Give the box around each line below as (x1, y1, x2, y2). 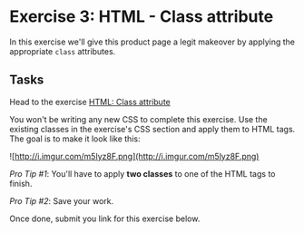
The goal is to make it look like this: (9, 133, 141, 144)
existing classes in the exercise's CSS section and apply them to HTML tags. (9, 123, 296, 134)
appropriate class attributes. (9, 45, 116, 56)
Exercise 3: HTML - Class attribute (9, 6, 274, 27)
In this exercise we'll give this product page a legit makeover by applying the (9, 36, 295, 47)
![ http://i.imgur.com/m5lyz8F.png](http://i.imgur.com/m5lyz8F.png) (9, 150, 260, 161)
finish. (9, 178, 33, 189)
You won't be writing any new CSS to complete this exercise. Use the (9, 113, 268, 124)
